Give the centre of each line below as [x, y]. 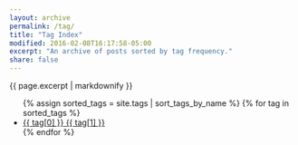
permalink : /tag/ [42, 26]
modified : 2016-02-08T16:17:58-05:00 [81, 43]
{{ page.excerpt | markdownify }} [71, 86]
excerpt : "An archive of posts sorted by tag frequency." [121, 52]
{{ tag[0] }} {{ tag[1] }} [64, 122]
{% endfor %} [48, 132]
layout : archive [40, 18]
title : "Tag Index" [46, 34]
